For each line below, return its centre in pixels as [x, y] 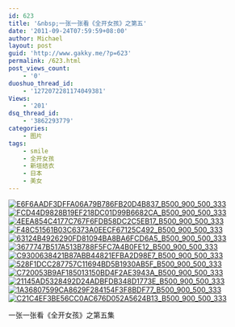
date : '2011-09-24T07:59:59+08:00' [68, 31]
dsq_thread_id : [34, 114]
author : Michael [36, 38]
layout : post [30, 46]
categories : [28, 128]
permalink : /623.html [45, 61]
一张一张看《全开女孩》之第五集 [61, 315]
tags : [17, 143]
